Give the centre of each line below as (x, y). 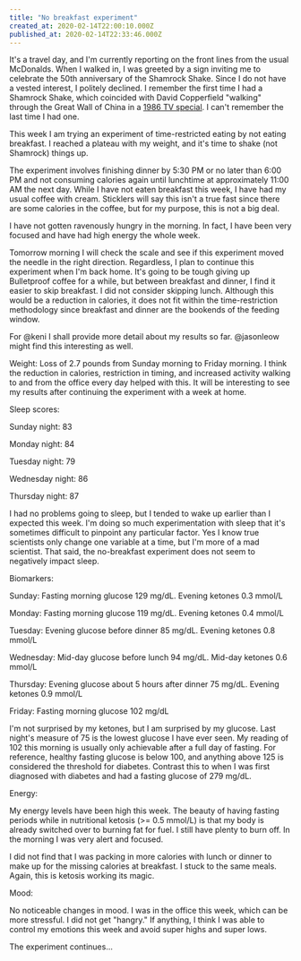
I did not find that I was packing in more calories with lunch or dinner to (141, 857)
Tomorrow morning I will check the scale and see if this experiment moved (147, 253)
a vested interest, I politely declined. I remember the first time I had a (136, 88)
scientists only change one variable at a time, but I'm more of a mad (134, 542)
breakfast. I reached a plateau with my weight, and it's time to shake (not (143, 143)
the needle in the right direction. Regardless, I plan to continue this (132, 262)
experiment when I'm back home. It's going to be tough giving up (130, 272)
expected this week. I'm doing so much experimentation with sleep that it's (147, 523)
